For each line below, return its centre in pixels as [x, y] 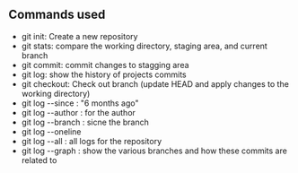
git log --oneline [51, 131]
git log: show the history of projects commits [104, 74]
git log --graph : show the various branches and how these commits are [154, 151]
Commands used [57, 15]
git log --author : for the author [79, 112]
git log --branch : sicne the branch [85, 122]
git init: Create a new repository [79, 36]
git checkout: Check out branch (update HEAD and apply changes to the [155, 83]
